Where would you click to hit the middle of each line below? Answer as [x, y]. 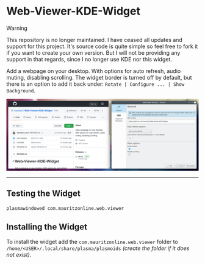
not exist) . [19, 254]
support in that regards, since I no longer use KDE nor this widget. [89, 59]
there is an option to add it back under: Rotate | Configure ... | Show [95, 84]
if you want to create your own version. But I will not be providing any [93, 52]
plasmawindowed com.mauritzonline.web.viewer [65, 208]
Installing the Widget [47, 227]
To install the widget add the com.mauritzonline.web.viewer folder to [92, 241]
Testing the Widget [43, 194]
